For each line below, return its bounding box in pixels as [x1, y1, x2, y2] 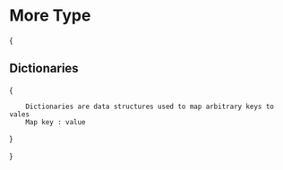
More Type [9, 5, 91, 26]
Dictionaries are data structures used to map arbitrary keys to [25, 102, 275, 111]
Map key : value [25, 117, 87, 126]
